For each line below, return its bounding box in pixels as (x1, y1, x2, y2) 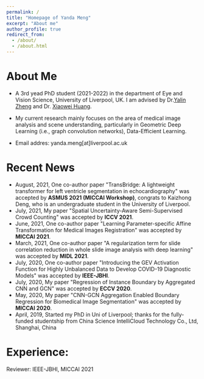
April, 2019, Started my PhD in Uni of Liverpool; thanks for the (15, 311, 170, 318)
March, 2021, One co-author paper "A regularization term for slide (15, 239, 181, 246)
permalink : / (6, 9, 40, 15)
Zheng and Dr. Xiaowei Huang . (15, 102, 93, 110)
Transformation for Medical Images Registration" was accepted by (15, 226, 182, 234)
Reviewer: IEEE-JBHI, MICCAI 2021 (6, 365, 94, 373)
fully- (171, 311, 185, 318)
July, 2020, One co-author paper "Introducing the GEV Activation (15, 259, 180, 266)
